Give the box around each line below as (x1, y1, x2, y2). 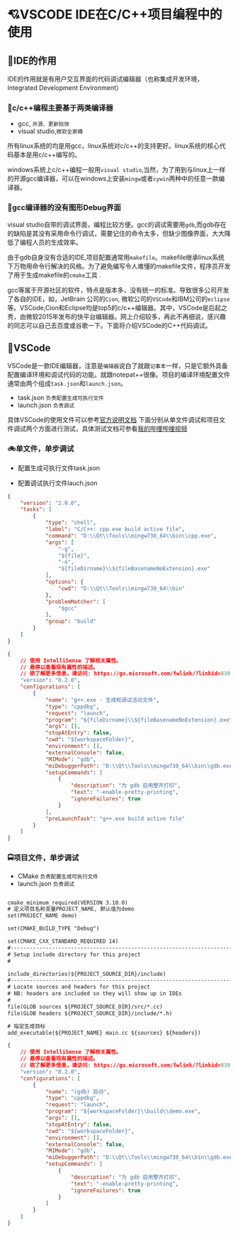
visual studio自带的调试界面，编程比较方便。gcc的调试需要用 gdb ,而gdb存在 (7, 220, 227, 229)
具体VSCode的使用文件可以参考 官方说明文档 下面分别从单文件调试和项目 (7, 416, 220, 424)
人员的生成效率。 (31, 238, 82, 246)
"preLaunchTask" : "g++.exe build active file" (45, 815, 186, 822)
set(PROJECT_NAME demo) (7, 912, 78, 919)
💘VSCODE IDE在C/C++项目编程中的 (7, 6, 222, 23)
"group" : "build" (45, 618, 97, 625)
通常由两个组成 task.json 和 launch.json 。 (7, 380, 127, 388)
